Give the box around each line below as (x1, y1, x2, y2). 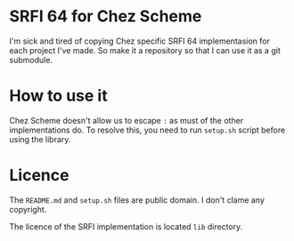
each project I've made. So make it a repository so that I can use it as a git (9, 44, 281, 55)
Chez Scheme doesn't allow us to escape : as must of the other (9, 115, 244, 125)
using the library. (9, 133, 71, 144)
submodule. (9, 54, 53, 65)
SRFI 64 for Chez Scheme (9, 6, 202, 27)
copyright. (9, 204, 47, 214)
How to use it (9, 86, 109, 106)
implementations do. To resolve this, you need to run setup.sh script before (9, 125, 286, 135)
